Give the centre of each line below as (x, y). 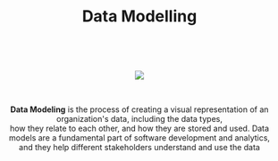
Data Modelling (139, 16)
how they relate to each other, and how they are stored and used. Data (139, 128)
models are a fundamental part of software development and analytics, (139, 137)
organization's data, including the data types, (139, 118)
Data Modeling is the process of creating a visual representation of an (139, 109)
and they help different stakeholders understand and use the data (139, 147)
